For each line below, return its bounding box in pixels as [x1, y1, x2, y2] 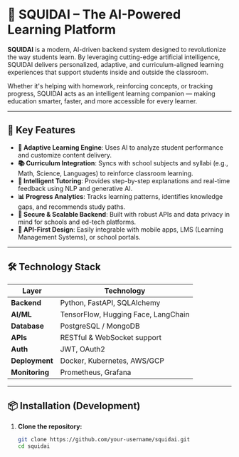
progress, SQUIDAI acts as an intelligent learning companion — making [7, 89, 216, 98]
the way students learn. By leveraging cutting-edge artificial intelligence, [7, 53, 221, 61]
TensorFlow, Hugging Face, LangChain [60, 309, 190, 319]
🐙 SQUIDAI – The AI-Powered [7, 6, 181, 23]
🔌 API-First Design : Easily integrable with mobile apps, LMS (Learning [17, 225, 224, 234]
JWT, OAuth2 [60, 344, 105, 354]
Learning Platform [7, 21, 116, 38]
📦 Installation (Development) [7, 399, 141, 412]
